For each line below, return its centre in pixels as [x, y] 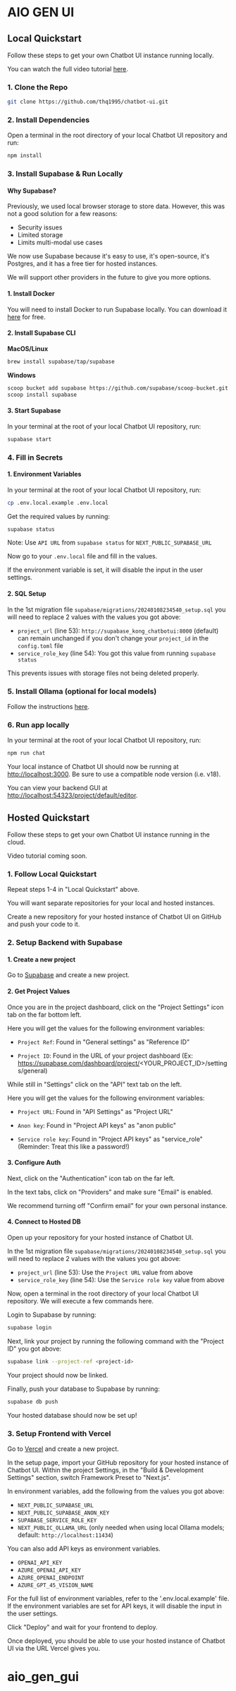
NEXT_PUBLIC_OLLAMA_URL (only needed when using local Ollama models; [121, 1527]
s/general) [32, 1070]
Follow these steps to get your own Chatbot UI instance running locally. [111, 55]
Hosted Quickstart [49, 817]
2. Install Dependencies [49, 120]
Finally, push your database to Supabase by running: [83, 1389]
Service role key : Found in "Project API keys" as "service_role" [110, 1139]
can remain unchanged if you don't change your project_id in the [113, 638]
